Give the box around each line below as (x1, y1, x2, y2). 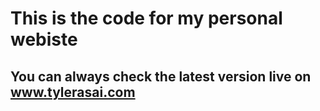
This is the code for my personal (10, 7, 283, 30)
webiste (10, 28, 78, 51)
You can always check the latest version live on (10, 68, 312, 85)
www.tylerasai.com (10, 83, 136, 101)
